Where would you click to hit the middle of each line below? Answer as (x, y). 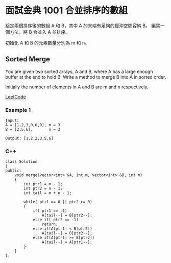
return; (50, 224)
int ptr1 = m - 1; (43, 184)
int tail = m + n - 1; (48, 193)
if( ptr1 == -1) (50, 211)
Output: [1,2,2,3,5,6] (29, 138)
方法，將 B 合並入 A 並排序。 (40, 32)
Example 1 (18, 110)
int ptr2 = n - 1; (43, 189)
